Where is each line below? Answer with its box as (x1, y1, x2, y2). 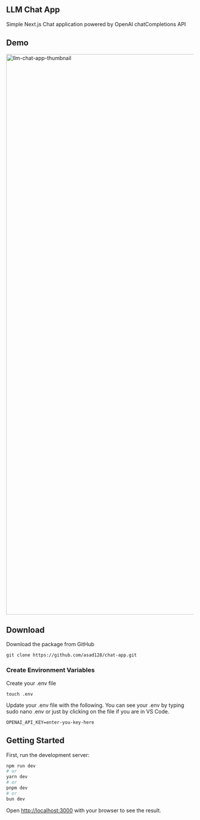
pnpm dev (6, 785, 28, 791)
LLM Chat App (6, 5, 60, 15)
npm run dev (6, 763, 36, 769)
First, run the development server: (6, 751, 90, 758)
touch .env (6, 691, 33, 697)
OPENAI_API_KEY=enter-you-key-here (6, 719, 95, 725)
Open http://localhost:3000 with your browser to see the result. (6, 806, 162, 814)
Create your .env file (6, 680, 57, 687)
